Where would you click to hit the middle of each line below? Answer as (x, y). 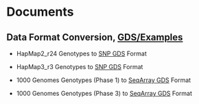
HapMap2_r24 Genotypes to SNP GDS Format (81, 53)
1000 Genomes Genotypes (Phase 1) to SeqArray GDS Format (104, 80)
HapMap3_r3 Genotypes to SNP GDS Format (80, 67)
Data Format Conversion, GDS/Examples (95, 37)
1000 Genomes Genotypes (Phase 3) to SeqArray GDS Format (104, 93)
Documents (40, 12)
